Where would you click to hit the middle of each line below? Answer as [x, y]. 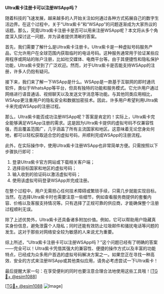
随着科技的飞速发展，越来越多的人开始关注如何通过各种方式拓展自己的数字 [80, 18]
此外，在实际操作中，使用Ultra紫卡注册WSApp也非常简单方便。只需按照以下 [82, 146]
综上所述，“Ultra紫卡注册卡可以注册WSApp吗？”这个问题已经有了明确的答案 [81, 242]
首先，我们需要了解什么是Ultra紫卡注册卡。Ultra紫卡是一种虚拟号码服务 [77, 47]
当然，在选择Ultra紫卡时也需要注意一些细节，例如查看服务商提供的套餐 [76, 197]
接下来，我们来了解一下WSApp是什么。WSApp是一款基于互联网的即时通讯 [80, 82]
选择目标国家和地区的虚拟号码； [44, 168]
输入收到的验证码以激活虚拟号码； [46, 174]
